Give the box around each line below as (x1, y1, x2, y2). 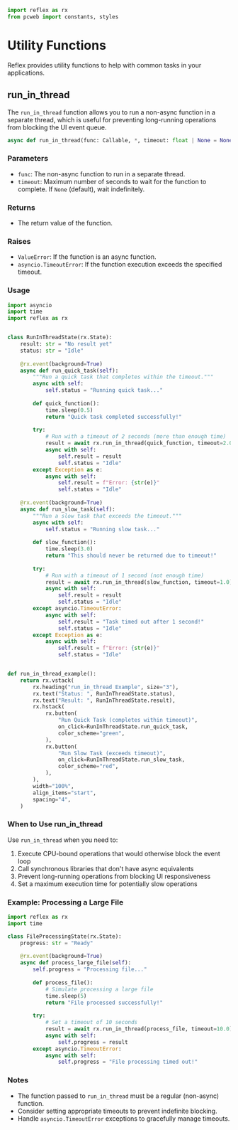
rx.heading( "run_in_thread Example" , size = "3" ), (33, 683, 179, 691)
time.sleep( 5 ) (45, 992, 87, 999)
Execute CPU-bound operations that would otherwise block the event (17, 849, 221, 858)
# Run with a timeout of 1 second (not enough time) (45, 572, 204, 579)
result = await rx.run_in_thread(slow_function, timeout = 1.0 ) (45, 578, 233, 586)
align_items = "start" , (33, 789, 97, 796)
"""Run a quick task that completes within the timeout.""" (33, 373, 214, 380)
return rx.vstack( (20, 676, 74, 684)
